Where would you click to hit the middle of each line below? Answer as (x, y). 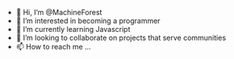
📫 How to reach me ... (53, 47)
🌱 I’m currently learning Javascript (73, 29)
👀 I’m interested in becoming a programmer (88, 21)
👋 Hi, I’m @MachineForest (59, 12)
